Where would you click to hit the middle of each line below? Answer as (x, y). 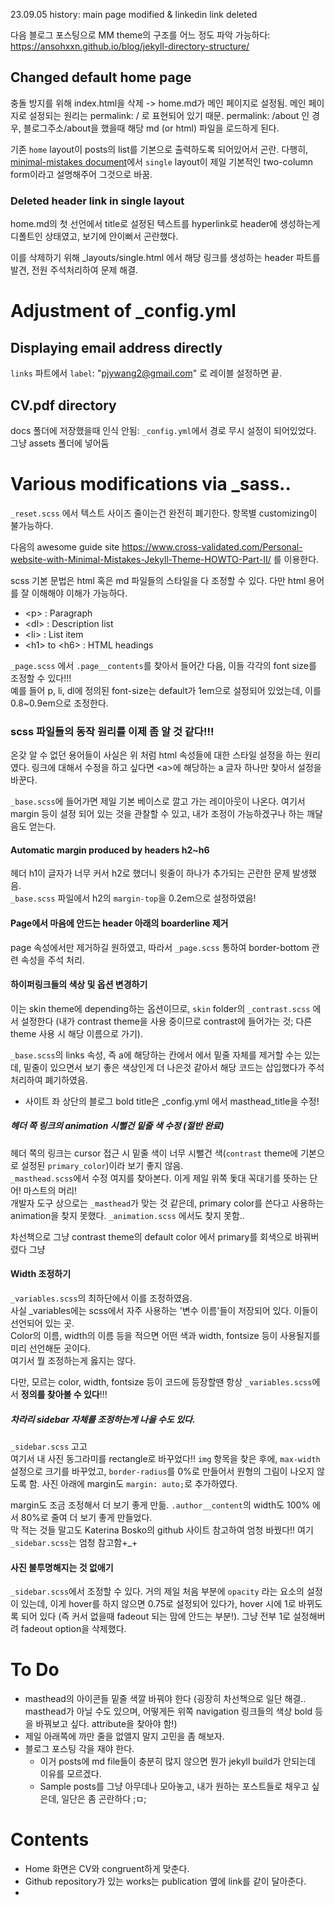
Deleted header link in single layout (97, 201)
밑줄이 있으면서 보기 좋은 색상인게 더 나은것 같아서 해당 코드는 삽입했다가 (165, 1067)
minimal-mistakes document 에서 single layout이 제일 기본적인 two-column (162, 161)
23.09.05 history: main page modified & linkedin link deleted (134, 14)
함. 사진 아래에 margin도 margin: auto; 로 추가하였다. (133, 1483)
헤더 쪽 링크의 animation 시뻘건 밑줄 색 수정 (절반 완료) (117, 1126)
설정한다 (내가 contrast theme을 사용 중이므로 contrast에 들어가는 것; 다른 (166, 1021)
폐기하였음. (66, 1080)
